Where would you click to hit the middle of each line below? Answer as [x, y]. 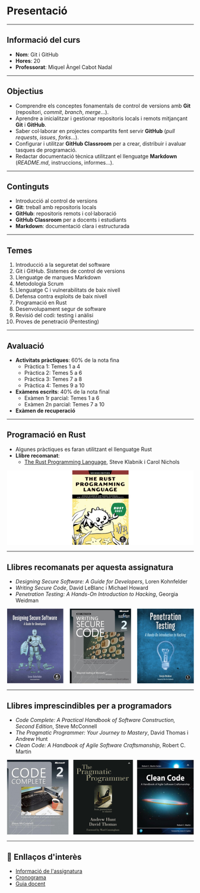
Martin [23, 752]
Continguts [28, 186]
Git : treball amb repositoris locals [56, 207]
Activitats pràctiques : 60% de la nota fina [67, 360]
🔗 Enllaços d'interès [44, 857]
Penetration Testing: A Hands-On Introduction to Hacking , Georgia [97, 594]
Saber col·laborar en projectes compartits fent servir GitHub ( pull [95, 131]
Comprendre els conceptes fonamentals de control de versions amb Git [103, 106]
